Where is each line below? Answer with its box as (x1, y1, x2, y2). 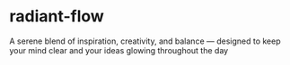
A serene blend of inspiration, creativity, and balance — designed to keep (9, 36, 281, 46)
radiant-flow (9, 6, 105, 27)
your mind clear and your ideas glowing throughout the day (9, 45, 229, 55)
